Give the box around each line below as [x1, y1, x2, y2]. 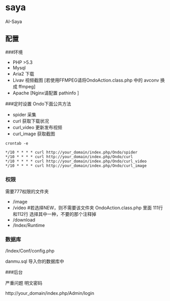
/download [12, 217, 36, 223]
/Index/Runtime [12, 222, 45, 229]
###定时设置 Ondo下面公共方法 [5, 101, 71, 107]
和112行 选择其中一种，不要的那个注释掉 [12, 211, 97, 217]
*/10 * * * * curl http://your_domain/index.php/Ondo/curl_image [5, 163, 147, 168]
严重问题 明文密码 [5, 280, 42, 286]
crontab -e [5, 141, 29, 146]
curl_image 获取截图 [12, 131, 55, 137]
